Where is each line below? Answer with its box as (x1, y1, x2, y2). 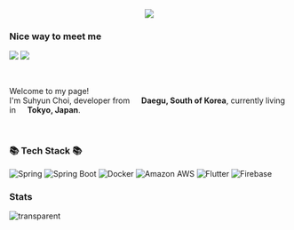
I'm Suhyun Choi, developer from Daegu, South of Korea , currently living (9, 95, 286, 106)
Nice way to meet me (9, 30, 102, 43)
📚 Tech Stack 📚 (9, 145, 83, 157)
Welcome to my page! (9, 86, 90, 97)
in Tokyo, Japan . (9, 105, 82, 115)
